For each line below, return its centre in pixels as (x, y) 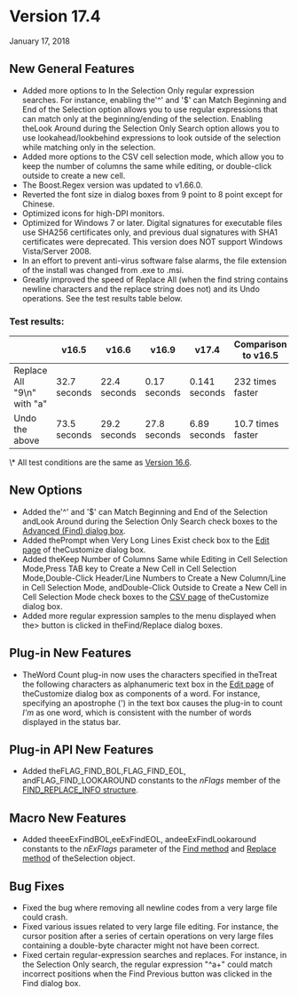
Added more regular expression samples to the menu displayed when (149, 615)
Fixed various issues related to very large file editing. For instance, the (150, 927)
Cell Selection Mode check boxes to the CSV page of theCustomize (145, 597)
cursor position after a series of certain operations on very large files (148, 937)
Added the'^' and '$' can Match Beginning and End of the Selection (145, 511)
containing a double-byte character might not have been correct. (141, 945)
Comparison (260, 344)
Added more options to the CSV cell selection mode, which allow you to (153, 157)
